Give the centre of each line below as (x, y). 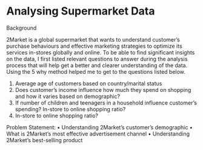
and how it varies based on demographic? (67, 96)
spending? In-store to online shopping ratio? (70, 109)
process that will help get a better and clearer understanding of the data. (97, 65)
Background (22, 28)
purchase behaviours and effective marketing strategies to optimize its (95, 46)
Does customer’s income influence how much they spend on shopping (103, 90)
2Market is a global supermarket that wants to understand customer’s (93, 39)
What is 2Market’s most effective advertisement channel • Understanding (98, 134)
